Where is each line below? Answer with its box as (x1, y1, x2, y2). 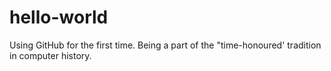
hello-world (9, 6, 109, 29)
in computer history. (9, 49, 92, 61)
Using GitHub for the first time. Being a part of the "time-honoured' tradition (9, 39, 322, 51)
